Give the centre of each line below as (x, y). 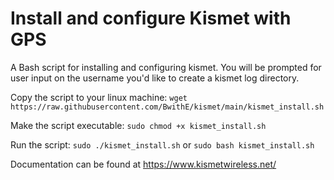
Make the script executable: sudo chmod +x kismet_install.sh (138, 125)
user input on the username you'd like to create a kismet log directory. (155, 78)
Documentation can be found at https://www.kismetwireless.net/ (143, 164)
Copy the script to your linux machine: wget (99, 97)
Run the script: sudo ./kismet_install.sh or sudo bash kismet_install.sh (162, 144)
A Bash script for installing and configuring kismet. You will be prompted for (166, 67)
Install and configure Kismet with (151, 18)
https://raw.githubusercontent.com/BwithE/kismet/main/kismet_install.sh (167, 107)
